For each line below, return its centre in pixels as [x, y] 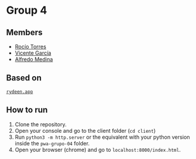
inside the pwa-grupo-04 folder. [52, 143]
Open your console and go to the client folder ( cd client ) [85, 130]
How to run [27, 110]
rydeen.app [20, 92]
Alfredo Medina [34, 59]
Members [24, 32]
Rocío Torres [30, 46]
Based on [24, 78]
